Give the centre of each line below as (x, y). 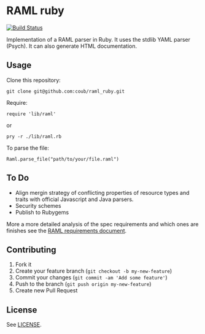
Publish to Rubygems (42, 212)
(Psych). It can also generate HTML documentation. (72, 46)
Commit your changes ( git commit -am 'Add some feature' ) (91, 278)
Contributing (31, 250)
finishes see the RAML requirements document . (67, 230)
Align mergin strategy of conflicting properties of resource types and (102, 192)
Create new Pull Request (46, 290)
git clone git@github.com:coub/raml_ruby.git (65, 91)
